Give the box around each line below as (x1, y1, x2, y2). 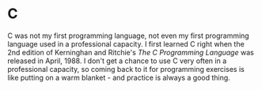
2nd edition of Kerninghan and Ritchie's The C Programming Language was (7, 47, 254, 57)
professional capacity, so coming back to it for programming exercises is (7, 64, 245, 73)
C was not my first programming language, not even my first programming (7, 31, 250, 40)
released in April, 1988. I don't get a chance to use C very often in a (7, 56, 227, 66)
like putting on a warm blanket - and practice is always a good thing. (7, 73, 230, 82)
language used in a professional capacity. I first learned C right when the (7, 39, 245, 48)
